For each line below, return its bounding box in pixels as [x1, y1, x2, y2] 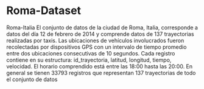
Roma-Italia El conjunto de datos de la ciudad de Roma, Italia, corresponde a [6, 24, 198, 31]
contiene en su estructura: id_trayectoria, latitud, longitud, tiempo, [6, 56, 172, 63]
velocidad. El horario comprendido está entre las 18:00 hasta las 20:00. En [6, 62, 193, 70]
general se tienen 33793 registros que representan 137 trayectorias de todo [6, 69, 196, 76]
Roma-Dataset [6, 4, 81, 18]
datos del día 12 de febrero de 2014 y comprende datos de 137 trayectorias [6, 30, 194, 37]
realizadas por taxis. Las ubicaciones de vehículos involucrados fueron [6, 37, 185, 44]
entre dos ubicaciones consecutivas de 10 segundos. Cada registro [6, 49, 175, 57]
